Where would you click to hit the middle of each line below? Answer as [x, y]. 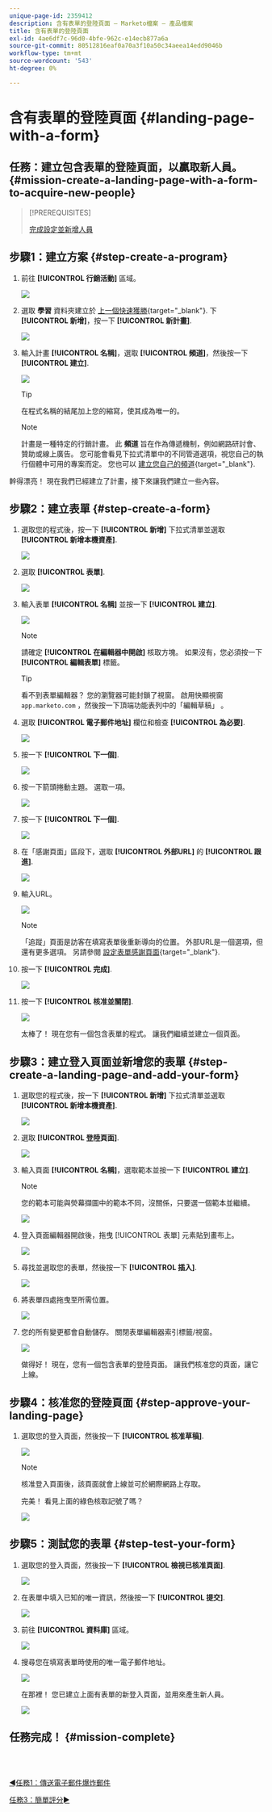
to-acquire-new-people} [72, 193]
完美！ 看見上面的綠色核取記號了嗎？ [82, 1501]
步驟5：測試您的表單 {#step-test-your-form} [123, 1544]
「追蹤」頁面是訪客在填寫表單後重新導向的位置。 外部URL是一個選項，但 [142, 942]
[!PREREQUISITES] [60, 212]
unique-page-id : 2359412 [51, 16]
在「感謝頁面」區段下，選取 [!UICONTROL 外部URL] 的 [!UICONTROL [137, 852]
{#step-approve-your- [193, 1402]
